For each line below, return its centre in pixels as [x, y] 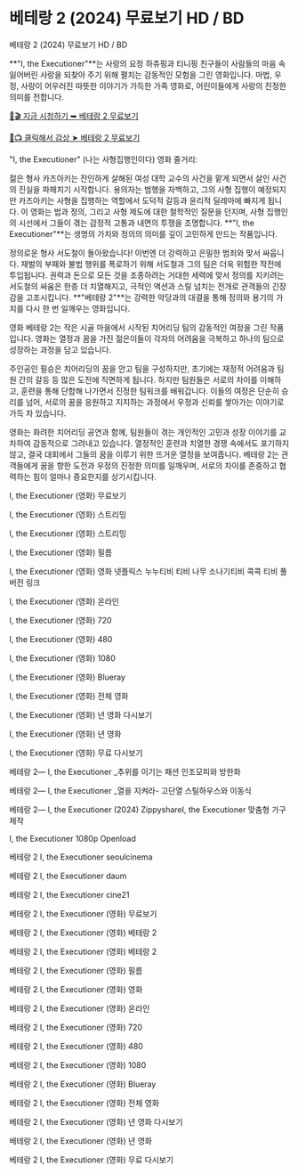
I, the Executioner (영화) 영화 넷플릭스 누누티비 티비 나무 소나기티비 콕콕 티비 [144, 571]
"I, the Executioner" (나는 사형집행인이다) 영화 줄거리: [104, 159]
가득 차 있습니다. [38, 413]
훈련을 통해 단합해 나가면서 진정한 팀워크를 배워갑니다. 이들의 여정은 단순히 [150, 391]
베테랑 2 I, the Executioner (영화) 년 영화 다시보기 [96, 1121]
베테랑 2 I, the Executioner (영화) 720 [76, 1027]
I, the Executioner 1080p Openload [72, 838]
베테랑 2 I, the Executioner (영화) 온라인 [80, 1008]
